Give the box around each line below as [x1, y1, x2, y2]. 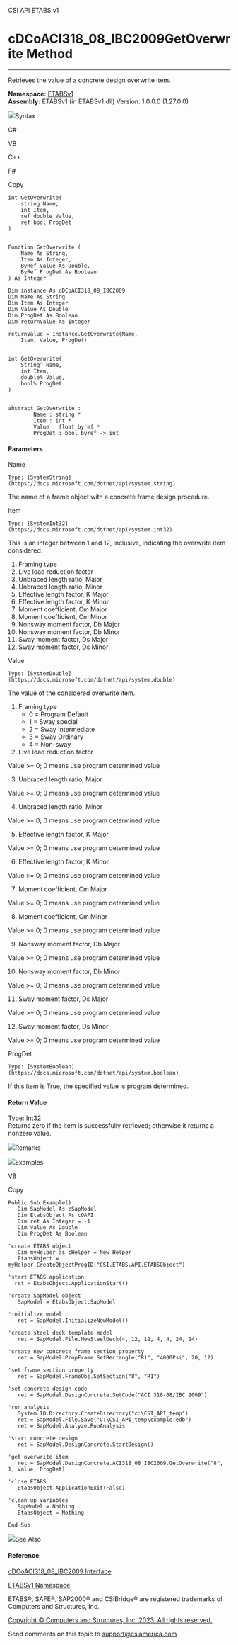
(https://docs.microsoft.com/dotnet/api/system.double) [8, 677, 176, 684]
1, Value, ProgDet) [8, 1466, 66, 1473]
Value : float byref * [33, 423, 100, 431]
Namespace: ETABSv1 [8, 89, 73, 98]
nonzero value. [8, 1129, 52, 1138]
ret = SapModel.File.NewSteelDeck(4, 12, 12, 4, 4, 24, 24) [17, 1335, 198, 1343]
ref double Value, [20, 213, 75, 220]
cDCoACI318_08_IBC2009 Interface [8, 1567, 112, 1576]
